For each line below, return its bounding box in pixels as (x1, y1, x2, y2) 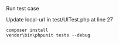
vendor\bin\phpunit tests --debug (6, 32, 91, 38)
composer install (6, 27, 49, 33)
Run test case (6, 5, 39, 12)
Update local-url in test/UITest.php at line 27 (6, 16, 113, 23)
